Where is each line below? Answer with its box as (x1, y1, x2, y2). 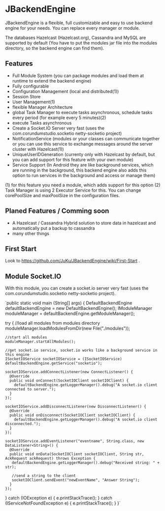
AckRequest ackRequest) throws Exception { (5, 456, 96, 461)
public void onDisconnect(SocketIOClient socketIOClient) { (9, 413, 135, 418)
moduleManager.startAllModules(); (5, 340, 76, 344)
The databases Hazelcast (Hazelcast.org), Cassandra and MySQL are (5, 35, 146, 41)
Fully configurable (12, 83, 49, 89)
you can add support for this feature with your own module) (12, 157, 134, 163)
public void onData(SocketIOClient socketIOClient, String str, (9, 452, 144, 457)
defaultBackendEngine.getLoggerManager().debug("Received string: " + (11, 461, 160, 466)
